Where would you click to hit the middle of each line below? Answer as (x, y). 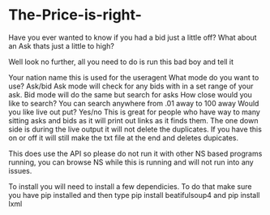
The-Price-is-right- (75, 15)
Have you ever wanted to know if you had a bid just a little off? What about (133, 37)
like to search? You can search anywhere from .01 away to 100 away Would (134, 103)
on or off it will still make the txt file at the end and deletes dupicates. (124, 138)
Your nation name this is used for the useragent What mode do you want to (134, 77)
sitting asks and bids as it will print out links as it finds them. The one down (133, 120)
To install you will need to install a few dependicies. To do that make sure (130, 186)
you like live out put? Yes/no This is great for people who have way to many (135, 112)
